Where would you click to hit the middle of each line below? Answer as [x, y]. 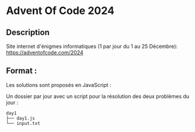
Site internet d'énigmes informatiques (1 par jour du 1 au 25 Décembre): [92, 46]
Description [28, 32]
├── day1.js [20, 118]
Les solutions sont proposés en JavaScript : [59, 85]
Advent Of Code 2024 [60, 11]
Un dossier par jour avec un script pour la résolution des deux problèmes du [98, 96]
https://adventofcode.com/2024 [45, 53]
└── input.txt [23, 123]
